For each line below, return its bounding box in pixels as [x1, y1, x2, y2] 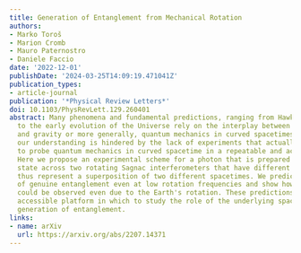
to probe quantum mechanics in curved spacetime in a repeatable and [17, 146, 282, 155]
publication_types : [9, 80, 82, 89]
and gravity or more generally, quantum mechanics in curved [17, 130, 251, 139]
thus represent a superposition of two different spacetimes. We [17, 171, 267, 180]
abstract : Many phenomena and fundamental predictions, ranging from [9, 113, 275, 122]
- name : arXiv [9, 222, 63, 231]
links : [9, 213, 34, 222]
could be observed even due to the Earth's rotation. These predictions [17, 188, 295, 197]
